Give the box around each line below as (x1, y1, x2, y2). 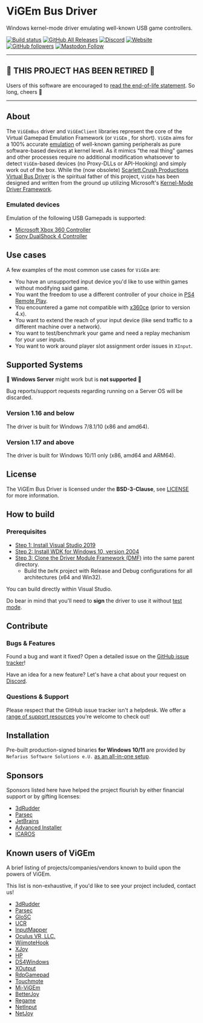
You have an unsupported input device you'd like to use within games (14, 277, 188, 285)
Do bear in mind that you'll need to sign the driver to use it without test (6, 597, 182, 604)
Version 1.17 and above (6, 438, 74, 446)
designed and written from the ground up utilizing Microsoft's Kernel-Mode (6, 179, 193, 186)
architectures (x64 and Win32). (24, 574, 102, 581)
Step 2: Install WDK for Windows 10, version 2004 (14, 548, 140, 555)
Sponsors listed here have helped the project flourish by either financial (6, 786, 184, 794)
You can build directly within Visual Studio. (6, 585, 112, 592)
